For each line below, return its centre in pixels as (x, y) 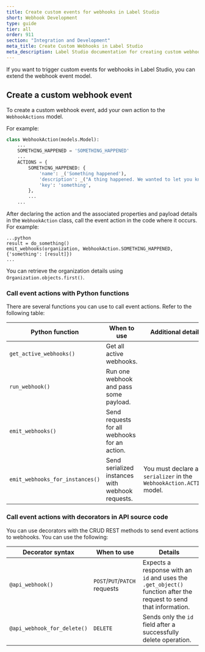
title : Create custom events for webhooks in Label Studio (83, 12)
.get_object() (163, 585)
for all (114, 428)
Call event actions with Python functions (68, 293)
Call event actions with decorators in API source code (87, 517)
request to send (165, 599)
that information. (166, 607)
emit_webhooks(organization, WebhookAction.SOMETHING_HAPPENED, (90, 249)
